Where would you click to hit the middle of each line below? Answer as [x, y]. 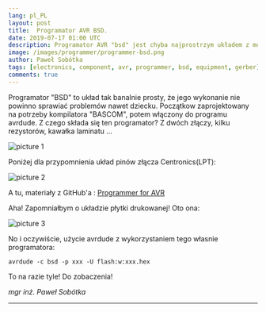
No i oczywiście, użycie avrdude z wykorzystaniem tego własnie [113, 238]
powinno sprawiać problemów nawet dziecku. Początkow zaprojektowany [129, 106]
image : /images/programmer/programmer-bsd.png [86, 52]
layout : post [30, 23]
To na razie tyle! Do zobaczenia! [61, 276]
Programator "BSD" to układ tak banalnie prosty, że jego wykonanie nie [124, 97]
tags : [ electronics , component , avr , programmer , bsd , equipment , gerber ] [134, 67]
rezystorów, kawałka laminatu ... [61, 131]
